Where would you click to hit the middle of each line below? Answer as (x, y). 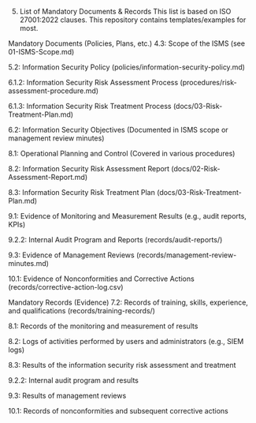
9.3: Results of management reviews (67, 395)
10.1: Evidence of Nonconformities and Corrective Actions (101, 279)
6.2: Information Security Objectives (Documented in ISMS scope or (118, 130)
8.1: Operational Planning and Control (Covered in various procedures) (122, 153)
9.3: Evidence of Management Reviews (72, 255)
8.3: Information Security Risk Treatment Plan (82, 192)
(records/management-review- (187, 255)
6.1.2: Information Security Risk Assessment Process (93, 82)
